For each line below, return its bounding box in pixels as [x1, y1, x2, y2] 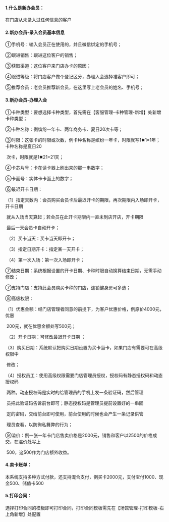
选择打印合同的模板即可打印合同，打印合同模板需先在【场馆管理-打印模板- [5, 505, 160, 511]
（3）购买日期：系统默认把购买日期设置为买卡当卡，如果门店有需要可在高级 [5, 344, 163, 350]
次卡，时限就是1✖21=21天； [6, 154, 64, 160]
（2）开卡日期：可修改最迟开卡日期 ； [6, 334, 86, 340]
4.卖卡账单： [5, 462, 32, 468]
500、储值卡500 [9, 480, 44, 486]
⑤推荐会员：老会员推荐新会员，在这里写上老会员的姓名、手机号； [5, 84, 144, 90]
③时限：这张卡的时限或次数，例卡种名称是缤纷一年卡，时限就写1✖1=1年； [5, 137, 160, 143]
